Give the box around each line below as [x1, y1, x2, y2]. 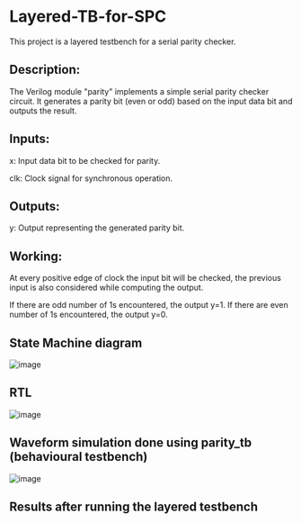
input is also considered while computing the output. [9, 282, 204, 293]
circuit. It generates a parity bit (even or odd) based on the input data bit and [9, 95, 293, 106]
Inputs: [9, 131, 50, 147]
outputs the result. [9, 105, 77, 116]
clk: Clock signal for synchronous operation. [9, 173, 173, 184]
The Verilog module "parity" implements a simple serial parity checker [9, 86, 270, 96]
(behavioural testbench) [9, 449, 148, 464]
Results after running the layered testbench [9, 500, 259, 515]
